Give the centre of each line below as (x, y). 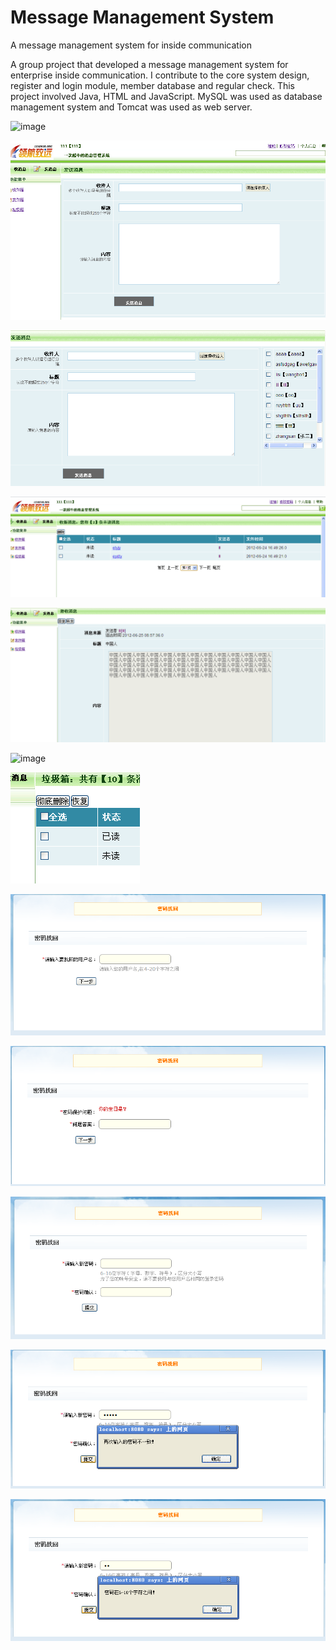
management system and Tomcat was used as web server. (131, 107)
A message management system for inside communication (131, 45)
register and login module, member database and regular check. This (153, 85)
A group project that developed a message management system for (149, 64)
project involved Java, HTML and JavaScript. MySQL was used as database (166, 96)
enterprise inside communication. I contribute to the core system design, (160, 75)
